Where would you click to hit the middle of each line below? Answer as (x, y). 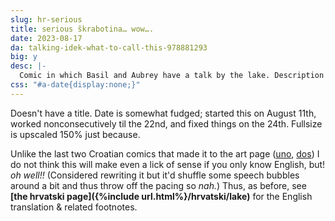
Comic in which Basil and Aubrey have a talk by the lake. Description (172, 76)
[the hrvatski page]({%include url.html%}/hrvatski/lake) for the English (161, 196)
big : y (24, 57)
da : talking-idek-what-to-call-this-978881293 (109, 47)
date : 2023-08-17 (46, 38)
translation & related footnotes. (74, 207)
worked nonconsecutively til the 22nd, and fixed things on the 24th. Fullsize (166, 123)
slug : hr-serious (46, 19)
